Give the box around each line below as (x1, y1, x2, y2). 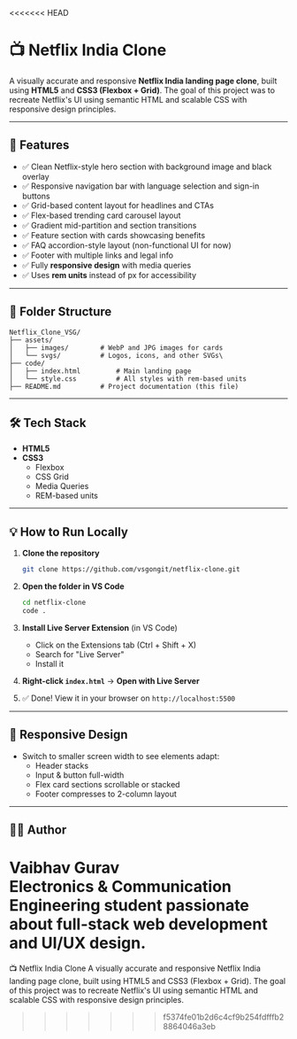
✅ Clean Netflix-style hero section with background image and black (21, 161, 272, 172)
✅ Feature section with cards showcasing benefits (21, 229, 206, 240)
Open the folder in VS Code (21, 581, 126, 592)
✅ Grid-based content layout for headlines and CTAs (21, 199, 215, 211)
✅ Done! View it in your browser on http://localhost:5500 (21, 693, 236, 703)
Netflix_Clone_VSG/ (9, 328, 81, 337)
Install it (34, 658, 65, 669)
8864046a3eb (163, 1020, 217, 1031)
